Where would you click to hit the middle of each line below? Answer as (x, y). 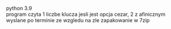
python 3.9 (19, 8)
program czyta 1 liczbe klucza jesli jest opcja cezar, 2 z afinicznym (86, 14)
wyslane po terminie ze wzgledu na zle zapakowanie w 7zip (78, 20)
